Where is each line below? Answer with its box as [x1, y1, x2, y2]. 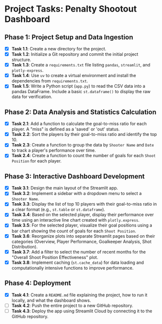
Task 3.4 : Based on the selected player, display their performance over [11, 212, 154, 218]
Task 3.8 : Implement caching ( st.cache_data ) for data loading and [11, 259, 144, 265]
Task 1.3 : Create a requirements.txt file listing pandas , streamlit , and [11, 62, 151, 68]
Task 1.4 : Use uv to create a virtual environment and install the [11, 73, 136, 79]
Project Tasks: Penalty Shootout [4, 3, 137, 15]
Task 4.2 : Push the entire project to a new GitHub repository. [11, 302, 133, 308]
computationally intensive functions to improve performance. [11, 265, 134, 271]
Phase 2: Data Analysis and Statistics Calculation [4, 108, 157, 116]
